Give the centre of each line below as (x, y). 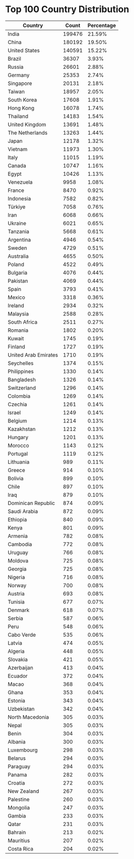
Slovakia (18, 659)
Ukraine (17, 223)
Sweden (17, 248)
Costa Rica (21, 848)
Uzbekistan (21, 709)
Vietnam (18, 149)
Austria (16, 594)
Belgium (17, 420)
